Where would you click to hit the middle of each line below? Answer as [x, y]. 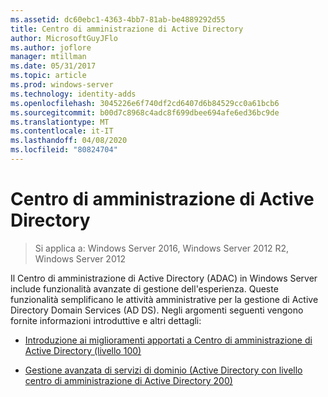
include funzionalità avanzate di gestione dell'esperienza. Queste [144, 288]
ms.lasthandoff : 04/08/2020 [69, 141]
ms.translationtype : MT [60, 122]
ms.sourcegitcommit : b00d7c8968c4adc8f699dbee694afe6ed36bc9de [145, 112]
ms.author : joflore [51, 47]
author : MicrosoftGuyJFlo [64, 38]
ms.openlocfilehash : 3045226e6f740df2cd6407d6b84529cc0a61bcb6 [145, 103]
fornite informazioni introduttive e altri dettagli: [106, 320]
